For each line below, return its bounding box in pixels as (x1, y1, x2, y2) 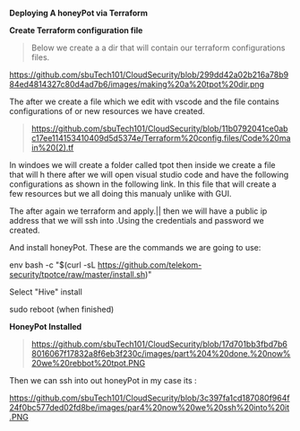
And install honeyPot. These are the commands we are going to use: (9, 242, 261, 252)
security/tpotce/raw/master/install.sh (9, 269, 146, 279)
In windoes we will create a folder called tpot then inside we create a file (9, 160, 276, 170)
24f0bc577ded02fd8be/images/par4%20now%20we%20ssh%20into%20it (9, 402, 290, 412)
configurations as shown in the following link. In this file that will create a (9, 179, 277, 189)
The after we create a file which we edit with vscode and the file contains (9, 96, 279, 107)
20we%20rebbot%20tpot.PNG (30, 358, 146, 368)
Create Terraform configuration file (9, 25, 143, 35)
